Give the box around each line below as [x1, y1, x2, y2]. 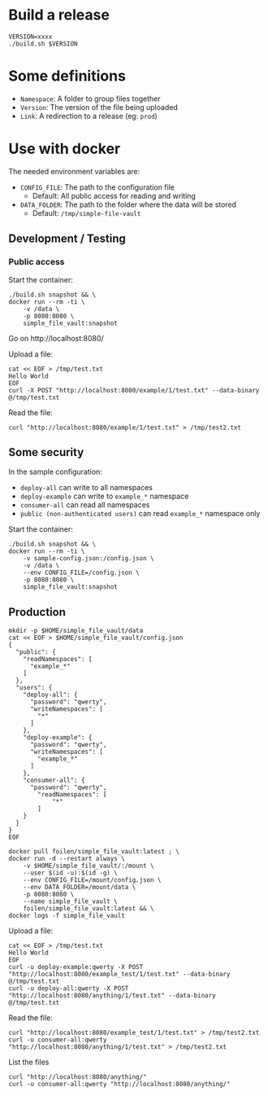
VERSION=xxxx [8, 33, 53, 41]
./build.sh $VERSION [8, 39, 79, 48]
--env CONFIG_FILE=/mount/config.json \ [23, 876, 162, 884]
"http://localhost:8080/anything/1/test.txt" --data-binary [8, 992, 217, 1000]
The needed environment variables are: [8, 166, 140, 176]
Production [8, 605, 67, 619]
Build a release [8, 6, 110, 24]
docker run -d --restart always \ [8, 855, 126, 863]
